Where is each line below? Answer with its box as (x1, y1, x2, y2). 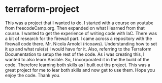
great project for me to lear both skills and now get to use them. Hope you (5, 67, 155, 73)
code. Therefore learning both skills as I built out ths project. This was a (5, 62, 151, 68)
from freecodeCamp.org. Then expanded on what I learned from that (5, 25, 145, 31)
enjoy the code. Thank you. (5, 72, 61, 78)
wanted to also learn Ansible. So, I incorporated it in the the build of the (5, 56, 150, 62)
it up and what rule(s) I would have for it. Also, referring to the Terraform (5, 46, 152, 52)
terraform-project (5, 3, 80, 15)
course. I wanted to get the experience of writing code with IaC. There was (5, 30, 157, 36)
